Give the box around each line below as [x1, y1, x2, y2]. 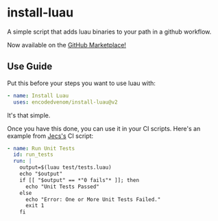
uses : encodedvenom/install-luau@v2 [13, 98, 118, 106]
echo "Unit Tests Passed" [25, 183, 99, 190]
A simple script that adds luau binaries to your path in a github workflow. [7, 27, 212, 36]
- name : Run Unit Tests [7, 145, 75, 152]
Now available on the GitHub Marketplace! [7, 40, 127, 49]
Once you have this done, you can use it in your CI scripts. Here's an [7, 124, 201, 132]
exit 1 [25, 202, 45, 209]
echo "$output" [19, 170, 63, 177]
